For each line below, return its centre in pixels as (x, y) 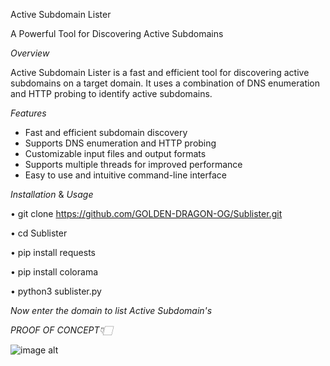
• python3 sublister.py (56, 291)
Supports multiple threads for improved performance (133, 164)
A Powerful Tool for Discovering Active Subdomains (117, 33)
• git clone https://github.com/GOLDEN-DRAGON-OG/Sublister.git (146, 213)
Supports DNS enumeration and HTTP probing (120, 143)
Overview (30, 53)
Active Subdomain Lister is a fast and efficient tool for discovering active (160, 72)
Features (28, 113)
